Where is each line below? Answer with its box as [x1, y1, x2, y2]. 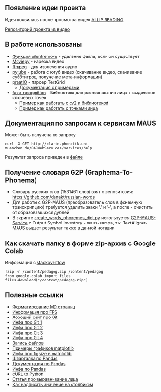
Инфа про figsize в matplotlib [12, 350, 72, 356]
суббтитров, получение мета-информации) [12, 74, 103, 80]
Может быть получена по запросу [5, 132, 76, 138]
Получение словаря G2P [5, 168, 84, 177]
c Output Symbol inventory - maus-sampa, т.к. [28, 220, 122, 226]
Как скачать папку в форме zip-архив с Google [5, 239, 156, 247]
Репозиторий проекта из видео [5, 26, 70, 32]
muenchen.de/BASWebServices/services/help [5, 146, 92, 150]
